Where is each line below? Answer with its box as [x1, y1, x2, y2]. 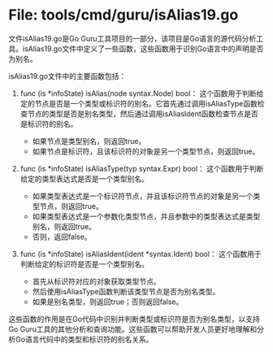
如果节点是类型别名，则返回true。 [32, 136, 146, 146]
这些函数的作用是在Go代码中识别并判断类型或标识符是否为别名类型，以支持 [8, 314, 260, 324]
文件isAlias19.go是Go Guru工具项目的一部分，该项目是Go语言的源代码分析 [8, 33, 257, 43]
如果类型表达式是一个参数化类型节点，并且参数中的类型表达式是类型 [32, 211, 261, 221]
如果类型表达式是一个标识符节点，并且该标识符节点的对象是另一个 [32, 191, 253, 201]
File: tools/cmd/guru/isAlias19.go [8, 6, 239, 24]
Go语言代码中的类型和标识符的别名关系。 [15, 334, 154, 344]
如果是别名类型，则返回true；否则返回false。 [32, 297, 184, 306]
